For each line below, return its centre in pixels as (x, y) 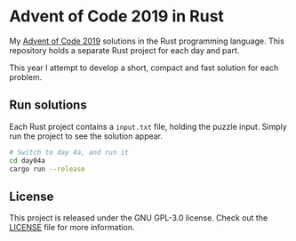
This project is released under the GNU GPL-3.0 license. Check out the (139, 218)
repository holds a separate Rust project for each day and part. (124, 50)
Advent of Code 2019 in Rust (117, 16)
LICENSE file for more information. (72, 228)
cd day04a (28, 161)
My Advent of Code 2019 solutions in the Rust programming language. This (147, 41)
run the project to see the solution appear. (86, 136)
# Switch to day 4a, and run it (69, 152)
